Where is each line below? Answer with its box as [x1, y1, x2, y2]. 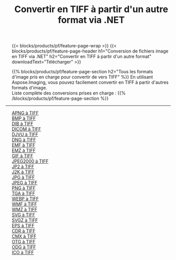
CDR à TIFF [12, 228, 36, 234]
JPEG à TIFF [12, 180, 38, 186]
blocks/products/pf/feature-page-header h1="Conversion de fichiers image [12, 48, 169, 54]
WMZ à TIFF [12, 206, 38, 213]
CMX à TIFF [12, 233, 37, 239]
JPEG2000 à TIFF [12, 158, 48, 165]
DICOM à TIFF [12, 126, 41, 132]
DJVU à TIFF [12, 131, 38, 137]
